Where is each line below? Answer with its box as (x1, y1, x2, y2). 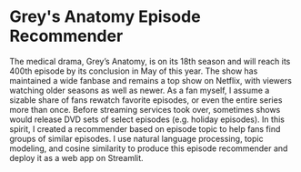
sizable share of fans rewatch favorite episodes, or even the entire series (9, 94, 283, 106)
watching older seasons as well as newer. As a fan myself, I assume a (9, 85, 270, 96)
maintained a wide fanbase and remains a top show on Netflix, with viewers (9, 75, 293, 86)
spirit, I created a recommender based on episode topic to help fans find (9, 123, 281, 134)
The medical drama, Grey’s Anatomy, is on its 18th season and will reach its (9, 56, 291, 66)
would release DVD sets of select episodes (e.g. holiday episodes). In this (9, 114, 285, 125)
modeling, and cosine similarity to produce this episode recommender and (9, 143, 288, 154)
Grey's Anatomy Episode (9, 6, 202, 27)
